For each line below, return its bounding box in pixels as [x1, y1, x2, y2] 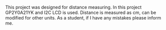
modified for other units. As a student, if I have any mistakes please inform [5, 15, 161, 20]
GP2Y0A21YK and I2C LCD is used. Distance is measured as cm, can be [5, 9, 156, 15]
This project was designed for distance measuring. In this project [5, 4, 142, 10]
